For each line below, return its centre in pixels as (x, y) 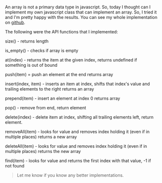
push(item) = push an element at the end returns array (59, 74)
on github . (15, 22)
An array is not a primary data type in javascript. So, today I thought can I (78, 7)
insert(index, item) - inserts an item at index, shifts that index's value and (77, 84)
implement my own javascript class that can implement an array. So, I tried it (81, 12)
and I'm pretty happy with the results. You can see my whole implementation (81, 17)
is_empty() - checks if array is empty (42, 51)
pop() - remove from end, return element (45, 108)
